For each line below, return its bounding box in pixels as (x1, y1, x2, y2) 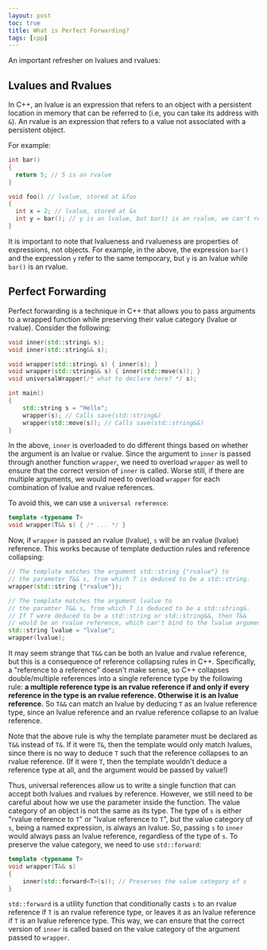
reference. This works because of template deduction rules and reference (8, 544, 250, 554)
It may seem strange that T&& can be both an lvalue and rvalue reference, (8, 648, 247, 657)
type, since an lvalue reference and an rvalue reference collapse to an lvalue (8, 707, 259, 717)
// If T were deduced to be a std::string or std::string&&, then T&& (8, 612, 247, 620)
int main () (8, 389, 44, 398)
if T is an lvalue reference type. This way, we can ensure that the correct (8, 916, 245, 925)
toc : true (8, 19, 41, 27)
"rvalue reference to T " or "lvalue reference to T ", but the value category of (8, 815, 253, 823)
